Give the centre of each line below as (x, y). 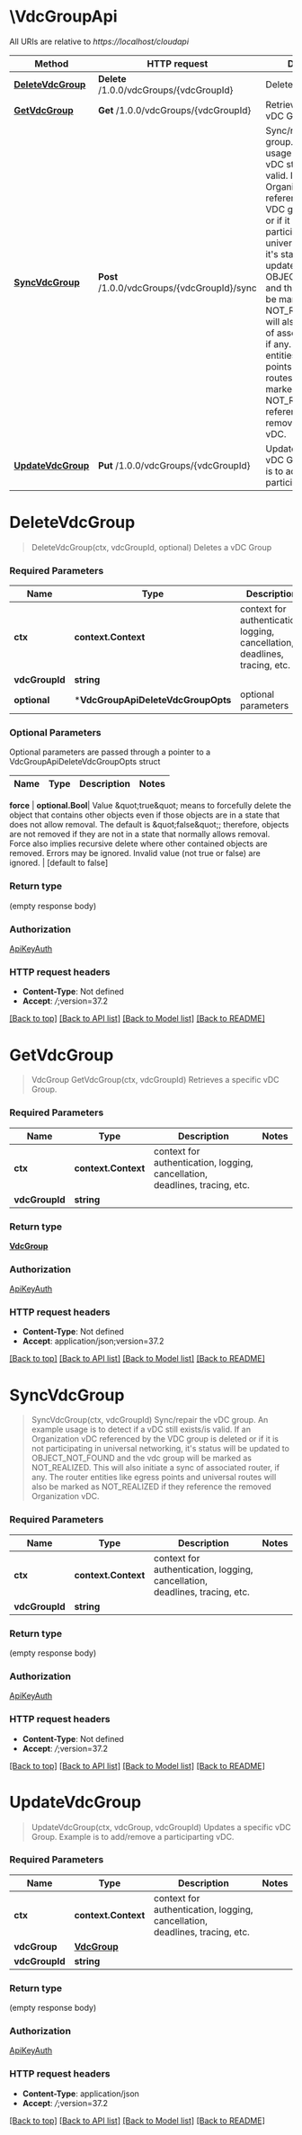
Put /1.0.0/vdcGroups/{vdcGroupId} (174, 465)
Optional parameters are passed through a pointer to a (110, 752)
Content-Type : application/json (80, 2094)
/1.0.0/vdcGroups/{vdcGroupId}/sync (178, 288)
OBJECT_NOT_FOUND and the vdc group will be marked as (141, 1458)
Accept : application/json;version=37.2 (93, 1341)
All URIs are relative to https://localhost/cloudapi (99, 41)
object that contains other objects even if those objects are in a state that (145, 815)
